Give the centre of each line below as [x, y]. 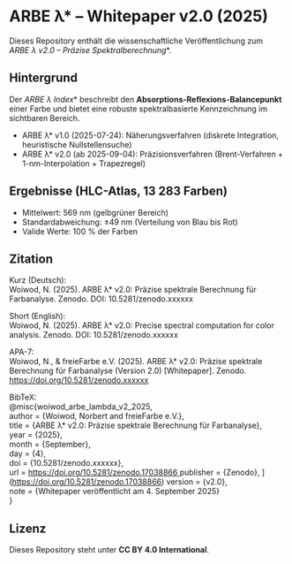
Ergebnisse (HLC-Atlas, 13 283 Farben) [118, 191]
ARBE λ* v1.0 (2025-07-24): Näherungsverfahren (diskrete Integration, [150, 135]
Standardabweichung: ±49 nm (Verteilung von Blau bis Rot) [130, 222]
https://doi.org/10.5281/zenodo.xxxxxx [79, 380]
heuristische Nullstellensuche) [77, 144]
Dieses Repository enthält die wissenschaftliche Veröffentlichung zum [136, 41]
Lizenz [28, 528]
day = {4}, [28, 453]
